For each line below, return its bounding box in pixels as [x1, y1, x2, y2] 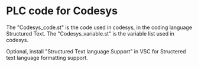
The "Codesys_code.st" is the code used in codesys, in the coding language [6, 24, 193, 31]
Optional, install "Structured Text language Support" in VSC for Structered [6, 47, 186, 55]
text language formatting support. [6, 54, 89, 61]
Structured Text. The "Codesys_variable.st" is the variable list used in [6, 30, 174, 37]
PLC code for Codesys [6, 4, 118, 18]
